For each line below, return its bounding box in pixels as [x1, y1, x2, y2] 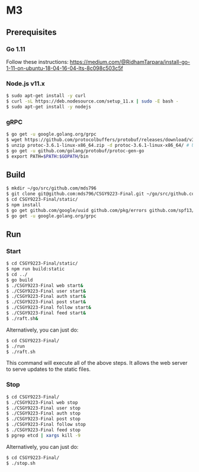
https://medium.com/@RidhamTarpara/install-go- [70, 58, 191, 65]
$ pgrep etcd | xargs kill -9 [6, 432, 81, 438]
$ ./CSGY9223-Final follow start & [6, 304, 92, 311]
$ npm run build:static [6, 266, 65, 272]
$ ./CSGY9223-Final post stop [6, 416, 81, 422]
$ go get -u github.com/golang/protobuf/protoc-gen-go [6, 147, 145, 154]
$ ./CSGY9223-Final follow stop [6, 422, 86, 428]
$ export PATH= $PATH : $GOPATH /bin [6, 153, 89, 159]
